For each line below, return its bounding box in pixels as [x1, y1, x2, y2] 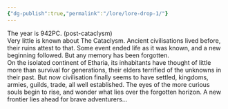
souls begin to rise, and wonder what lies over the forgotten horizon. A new [7, 88, 222, 96]
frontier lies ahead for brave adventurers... [7, 95, 128, 103]
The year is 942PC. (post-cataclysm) [7, 29, 113, 37]
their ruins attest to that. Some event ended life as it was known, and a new [7, 43, 221, 52]
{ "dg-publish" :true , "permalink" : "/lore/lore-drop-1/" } [7, 10, 169, 17]
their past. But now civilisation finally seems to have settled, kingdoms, [7, 73, 209, 81]
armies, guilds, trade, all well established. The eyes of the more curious [7, 80, 210, 88]
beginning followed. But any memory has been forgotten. [7, 51, 169, 59]
